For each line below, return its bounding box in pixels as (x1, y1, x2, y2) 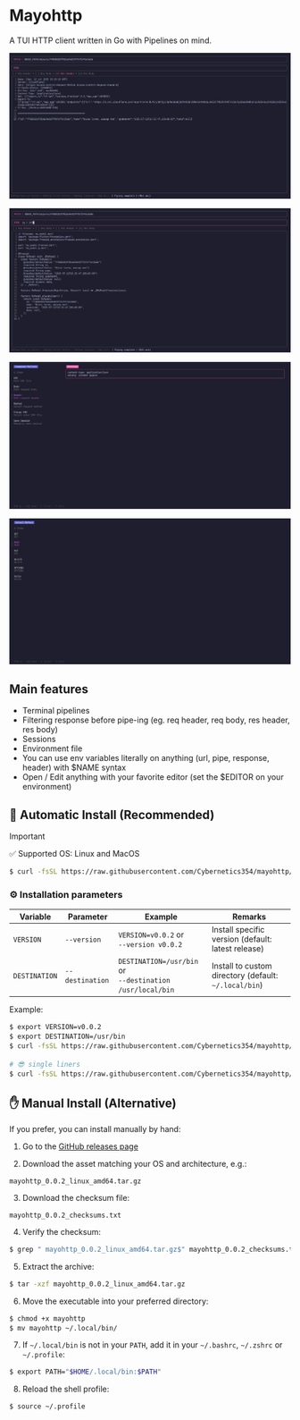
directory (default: (211, 969, 279, 980)
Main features (9, 681, 89, 697)
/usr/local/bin (118, 985, 175, 995)
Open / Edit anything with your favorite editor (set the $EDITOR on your (21, 772, 284, 782)
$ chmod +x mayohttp (9, 1314, 87, 1323)
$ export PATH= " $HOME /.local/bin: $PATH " (9, 1367, 162, 1377)
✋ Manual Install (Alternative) (9, 1095, 177, 1111)
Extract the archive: (21, 1261, 95, 1272)
